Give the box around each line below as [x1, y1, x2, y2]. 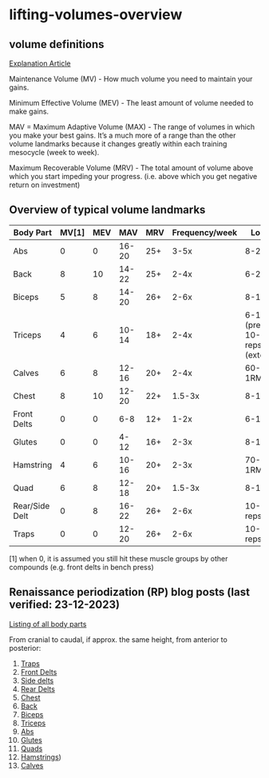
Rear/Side [13, 500, 50, 511]
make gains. [9, 106, 49, 116]
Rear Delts [20, 684, 55, 693]
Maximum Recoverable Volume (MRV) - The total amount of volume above [9, 163, 254, 173]
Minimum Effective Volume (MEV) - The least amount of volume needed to [9, 98, 254, 107]
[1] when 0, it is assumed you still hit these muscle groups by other [9, 553, 228, 563]
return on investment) [9, 180, 81, 190]
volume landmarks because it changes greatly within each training [9, 139, 227, 149]
